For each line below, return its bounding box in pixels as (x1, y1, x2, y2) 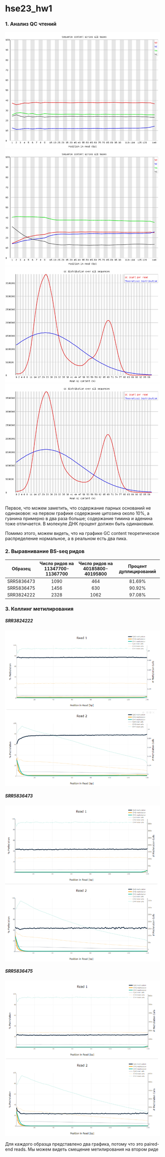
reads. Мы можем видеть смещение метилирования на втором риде (14, 1146, 159, 1153)
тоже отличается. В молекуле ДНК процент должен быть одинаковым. (5, 521, 154, 527)
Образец (11, 566, 31, 572)
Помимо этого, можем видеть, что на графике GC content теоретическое (5, 530, 160, 536)
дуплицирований (118, 568, 156, 574)
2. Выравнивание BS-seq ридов (5, 548, 85, 555)
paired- (144, 1141, 160, 1147)
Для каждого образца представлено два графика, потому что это (5, 1141, 143, 1147)
